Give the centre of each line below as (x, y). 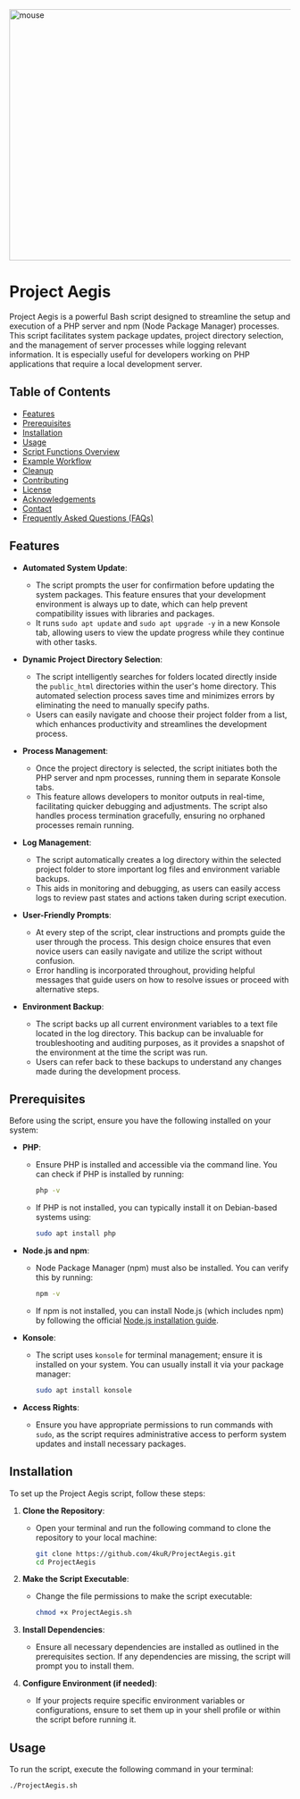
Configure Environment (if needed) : (90, 1684)
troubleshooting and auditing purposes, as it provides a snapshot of (160, 1042)
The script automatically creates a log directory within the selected (158, 859)
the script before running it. (86, 1720)
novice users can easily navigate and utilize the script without (149, 951)
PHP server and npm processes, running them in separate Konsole (158, 777)
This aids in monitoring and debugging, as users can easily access (158, 888)
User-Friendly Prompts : (67, 915)
